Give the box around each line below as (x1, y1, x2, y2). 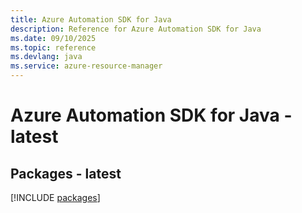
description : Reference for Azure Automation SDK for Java (10, 24, 262, 34)
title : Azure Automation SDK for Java (10, 14, 172, 25)
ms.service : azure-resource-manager (10, 61, 163, 71)
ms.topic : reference (10, 42, 97, 53)
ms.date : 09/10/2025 (10, 33, 97, 43)
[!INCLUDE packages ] (10, 192, 101, 203)
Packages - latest (10, 165, 122, 182)
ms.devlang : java (10, 52, 83, 62)
